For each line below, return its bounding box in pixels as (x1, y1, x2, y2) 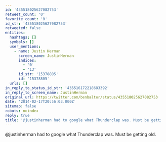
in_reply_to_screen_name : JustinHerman (5, 90, 87, 95)
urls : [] (9, 81, 28, 86)
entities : (5, 30, 26, 35)
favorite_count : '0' (5, 16, 48, 21)
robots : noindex (5, 108, 39, 114)
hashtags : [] (9, 35, 37, 40)
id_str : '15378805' (18, 72, 58, 77)
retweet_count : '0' (5, 12, 45, 17)
